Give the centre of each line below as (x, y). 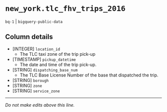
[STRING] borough (30, 80)
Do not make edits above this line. (40, 105)
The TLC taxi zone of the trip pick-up (58, 54)
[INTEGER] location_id (36, 49)
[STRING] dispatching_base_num (45, 70)
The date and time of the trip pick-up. (58, 64)
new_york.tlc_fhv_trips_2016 (65, 9)
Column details (29, 37)
